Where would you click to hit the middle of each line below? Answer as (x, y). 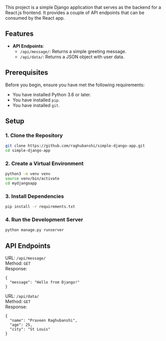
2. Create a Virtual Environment (45, 163)
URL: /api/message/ (26, 258)
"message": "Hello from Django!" (45, 282)
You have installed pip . (36, 100)
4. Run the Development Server (44, 220)
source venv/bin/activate (32, 179)
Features (19, 34)
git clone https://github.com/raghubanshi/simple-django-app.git (75, 146)
